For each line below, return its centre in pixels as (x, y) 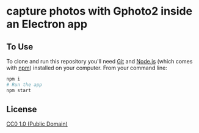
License (22, 110)
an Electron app (47, 24)
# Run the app (24, 84)
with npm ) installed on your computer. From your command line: (87, 68)
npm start (19, 90)
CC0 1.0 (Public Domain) (37, 124)
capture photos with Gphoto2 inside (99, 11)
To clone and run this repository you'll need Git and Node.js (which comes (99, 61)
